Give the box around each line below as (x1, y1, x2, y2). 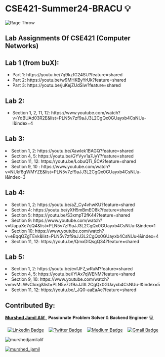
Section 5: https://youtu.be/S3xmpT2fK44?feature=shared (11, 212, 130, 218)
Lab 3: (5, 135, 25, 143)
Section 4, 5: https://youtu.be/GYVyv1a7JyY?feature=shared (11, 153, 134, 159)
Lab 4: (5, 189, 25, 197)
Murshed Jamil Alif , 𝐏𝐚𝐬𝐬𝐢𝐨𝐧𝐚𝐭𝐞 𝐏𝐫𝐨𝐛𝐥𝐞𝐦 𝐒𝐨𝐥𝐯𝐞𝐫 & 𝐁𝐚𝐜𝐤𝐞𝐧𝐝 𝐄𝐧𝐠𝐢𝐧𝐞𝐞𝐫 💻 (5, 315, 154, 321)
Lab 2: (5, 97, 25, 105)
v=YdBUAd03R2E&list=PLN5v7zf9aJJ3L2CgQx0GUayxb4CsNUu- (12, 115, 147, 121)
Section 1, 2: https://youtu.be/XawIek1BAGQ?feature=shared (11, 148, 134, 153)
